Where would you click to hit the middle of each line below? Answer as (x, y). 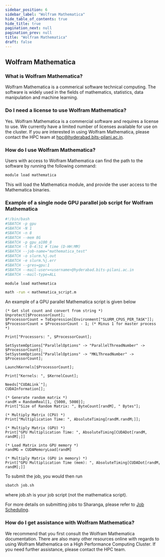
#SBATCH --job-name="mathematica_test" (46, 251)
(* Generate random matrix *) (36, 398)
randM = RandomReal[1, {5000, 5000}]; (45, 402)
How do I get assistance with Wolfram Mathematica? (70, 523)
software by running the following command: (51, 166)
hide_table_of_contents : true (36, 19)
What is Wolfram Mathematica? (44, 76)
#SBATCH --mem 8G (23, 238)
